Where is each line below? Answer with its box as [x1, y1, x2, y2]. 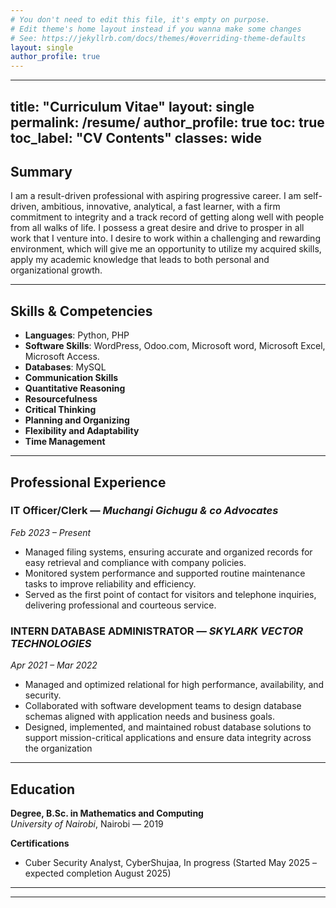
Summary [10, 163, 73, 180]
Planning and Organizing [24, 414, 130, 426]
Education [10, 781, 76, 798]
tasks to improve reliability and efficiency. [24, 577, 197, 590]
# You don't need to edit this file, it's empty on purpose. [10, 14, 271, 25]
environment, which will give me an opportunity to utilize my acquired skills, [10, 243, 322, 255]
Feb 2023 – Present [10, 526, 92, 538]
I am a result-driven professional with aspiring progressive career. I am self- [10, 190, 323, 202]
